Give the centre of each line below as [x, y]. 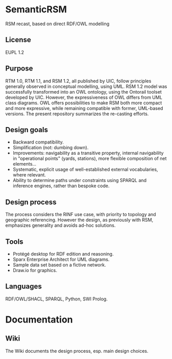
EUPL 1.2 [15, 52]
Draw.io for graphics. [35, 270]
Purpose [19, 69]
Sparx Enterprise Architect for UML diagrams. [61, 259]
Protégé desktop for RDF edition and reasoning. [63, 254]
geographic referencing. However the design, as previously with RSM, [79, 220]
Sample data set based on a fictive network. [59, 265]
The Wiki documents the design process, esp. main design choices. [77, 351]
